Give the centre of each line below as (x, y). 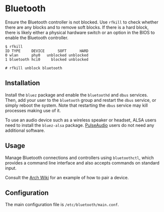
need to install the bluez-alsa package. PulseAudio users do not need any (80, 125)
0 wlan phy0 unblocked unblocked (47, 55)
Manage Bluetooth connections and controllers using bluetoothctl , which (80, 158)
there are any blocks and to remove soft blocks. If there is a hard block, (77, 27)
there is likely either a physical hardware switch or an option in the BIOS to (80, 32)
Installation (23, 83)
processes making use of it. (33, 110)
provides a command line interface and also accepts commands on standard (82, 163)
